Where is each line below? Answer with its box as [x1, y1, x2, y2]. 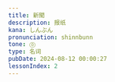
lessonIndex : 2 [8, 62, 58, 70]
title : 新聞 [8, 11, 45, 20]
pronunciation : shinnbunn [8, 33, 93, 41]
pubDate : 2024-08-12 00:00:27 [8, 55, 108, 63]
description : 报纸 [8, 19, 66, 27]
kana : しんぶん [8, 26, 54, 34]
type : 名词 [8, 48, 42, 55]
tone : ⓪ [8, 41, 36, 48]
